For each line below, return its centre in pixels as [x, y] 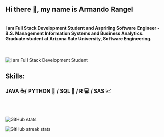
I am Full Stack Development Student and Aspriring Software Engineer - [83, 28]
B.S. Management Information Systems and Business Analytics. [74, 33]
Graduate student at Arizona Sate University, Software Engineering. [78, 38]
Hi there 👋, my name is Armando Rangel [69, 9]
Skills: [15, 76]
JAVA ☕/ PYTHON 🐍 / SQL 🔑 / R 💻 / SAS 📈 [58, 91]
